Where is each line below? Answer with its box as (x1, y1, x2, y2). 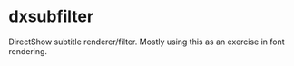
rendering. (8, 45, 47, 56)
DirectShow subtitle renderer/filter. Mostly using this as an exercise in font (8, 36, 285, 47)
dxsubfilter (8, 6, 94, 27)
